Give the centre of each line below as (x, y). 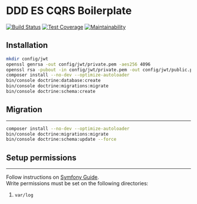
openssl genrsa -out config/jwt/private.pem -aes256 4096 (78, 64)
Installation (27, 45)
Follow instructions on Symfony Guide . (53, 177)
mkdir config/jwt (27, 59)
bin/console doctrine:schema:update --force (61, 139)
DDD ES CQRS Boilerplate (69, 11)
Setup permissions (41, 158)
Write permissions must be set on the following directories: (77, 184)
